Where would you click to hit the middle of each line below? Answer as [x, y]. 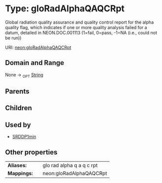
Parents [17, 91]
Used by [18, 125]
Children [18, 108]
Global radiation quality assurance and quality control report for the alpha [80, 22]
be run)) [13, 38]
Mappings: [20, 173]
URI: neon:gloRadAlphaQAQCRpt [38, 47]
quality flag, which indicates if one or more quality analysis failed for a [76, 27]
